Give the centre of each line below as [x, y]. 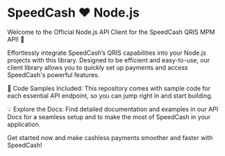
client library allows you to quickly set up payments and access [98, 67]
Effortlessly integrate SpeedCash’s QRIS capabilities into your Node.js [107, 53]
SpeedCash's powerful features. [53, 75]
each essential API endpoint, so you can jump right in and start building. [110, 96]
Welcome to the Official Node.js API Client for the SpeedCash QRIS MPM [111, 32]
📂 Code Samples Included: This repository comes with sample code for [109, 88]
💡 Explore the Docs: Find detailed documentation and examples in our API [113, 109]
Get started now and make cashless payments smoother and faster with [110, 137]
